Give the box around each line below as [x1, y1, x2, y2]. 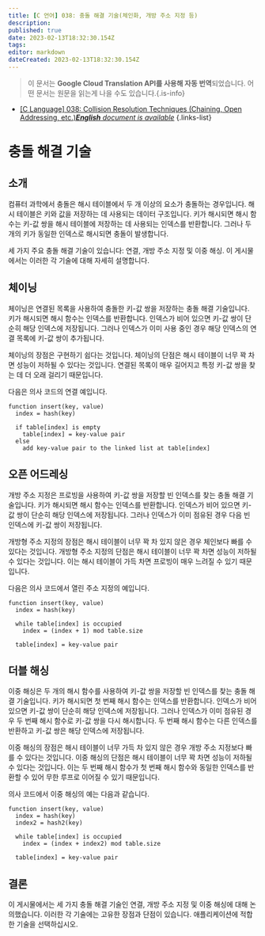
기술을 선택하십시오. [16, 919, 78, 929]
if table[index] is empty [15, 423, 101, 432]
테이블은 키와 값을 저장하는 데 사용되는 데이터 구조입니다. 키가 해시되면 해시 [16, 209, 249, 219]
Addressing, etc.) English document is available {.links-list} [19, 112, 212, 122]
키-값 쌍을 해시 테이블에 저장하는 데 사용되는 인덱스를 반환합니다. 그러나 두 [22, 219, 252, 228]
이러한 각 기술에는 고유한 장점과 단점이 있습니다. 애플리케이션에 [44, 910, 239, 919]
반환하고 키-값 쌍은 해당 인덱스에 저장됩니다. [8, 726, 145, 736]
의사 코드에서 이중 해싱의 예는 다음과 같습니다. [8, 790, 150, 799]
